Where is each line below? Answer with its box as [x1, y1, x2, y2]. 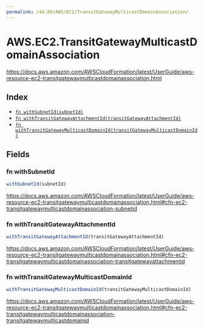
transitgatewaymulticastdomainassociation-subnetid [6, 204, 138, 212]
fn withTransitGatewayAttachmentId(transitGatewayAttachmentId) [15, 116, 182, 122]
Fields [6, 149, 30, 160]
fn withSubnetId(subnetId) [15, 109, 84, 115]
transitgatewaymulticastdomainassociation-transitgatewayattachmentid [6, 258, 185, 265]
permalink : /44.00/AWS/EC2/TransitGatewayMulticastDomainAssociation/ [6, 8, 189, 15]
